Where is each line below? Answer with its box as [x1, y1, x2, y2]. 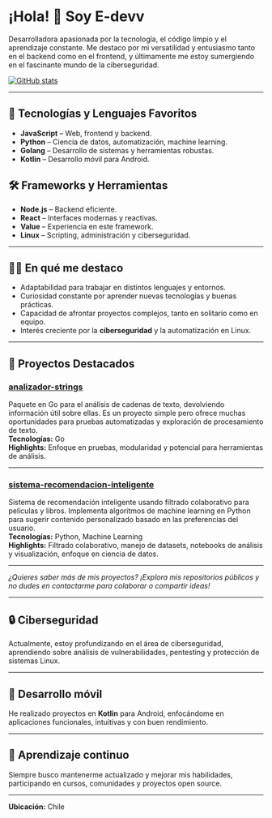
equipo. [19, 317, 46, 327]
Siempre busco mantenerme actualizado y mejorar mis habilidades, [8, 769, 233, 779]
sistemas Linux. [8, 656, 61, 666]
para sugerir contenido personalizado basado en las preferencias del [8, 515, 239, 525]
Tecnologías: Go [8, 434, 65, 444]
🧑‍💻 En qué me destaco [8, 261, 124, 275]
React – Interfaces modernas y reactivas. [19, 212, 158, 222]
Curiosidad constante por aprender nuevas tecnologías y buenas [19, 291, 237, 301]
